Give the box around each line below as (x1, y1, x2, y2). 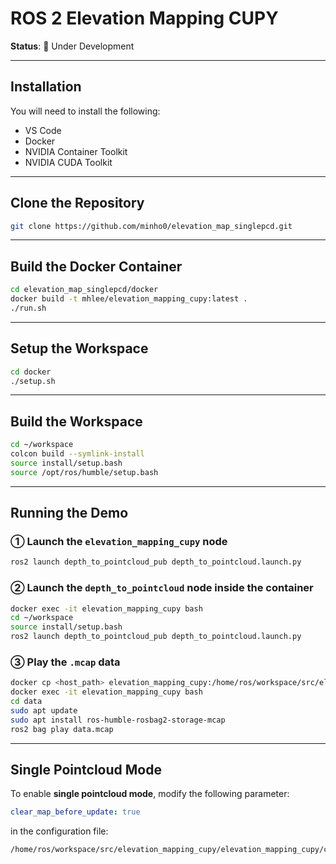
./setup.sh (10, 376, 56, 386)
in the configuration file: (10, 825, 109, 837)
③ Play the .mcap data (10, 655, 121, 669)
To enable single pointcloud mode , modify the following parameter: (10, 788, 290, 800)
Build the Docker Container (10, 258, 183, 275)
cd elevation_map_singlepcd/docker (10, 285, 159, 295)
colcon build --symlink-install (10, 449, 145, 459)
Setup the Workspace (10, 340, 149, 357)
